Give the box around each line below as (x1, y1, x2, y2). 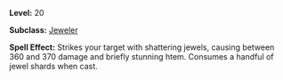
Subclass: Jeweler (9, 25, 78, 35)
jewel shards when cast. (9, 61, 98, 71)
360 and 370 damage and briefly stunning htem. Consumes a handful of (9, 52, 274, 61)
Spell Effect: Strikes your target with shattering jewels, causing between (9, 42, 275, 52)
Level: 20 (9, 8, 44, 18)
